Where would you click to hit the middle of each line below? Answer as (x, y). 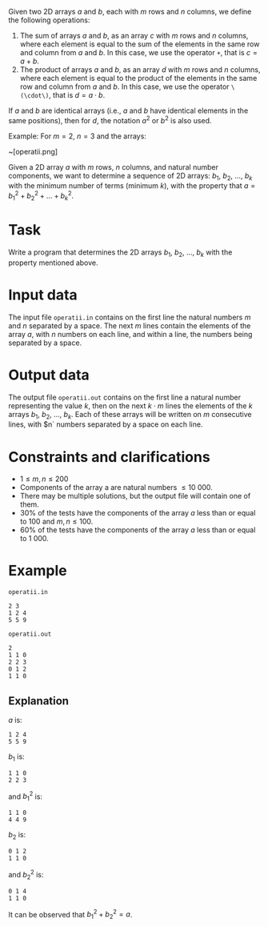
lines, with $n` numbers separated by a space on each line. (106, 424)
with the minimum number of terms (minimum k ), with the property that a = (132, 186)
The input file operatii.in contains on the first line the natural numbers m (130, 317)
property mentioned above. (53, 263)
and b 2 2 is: (26, 875)
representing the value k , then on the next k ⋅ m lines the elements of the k (131, 405)
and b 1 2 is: (25, 797)
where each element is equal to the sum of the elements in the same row (140, 44)
